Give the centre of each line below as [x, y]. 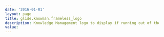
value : [12, 27]
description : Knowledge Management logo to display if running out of [78, 23]
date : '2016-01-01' [25, 9]
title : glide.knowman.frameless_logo [43, 18]
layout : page [18, 14]
